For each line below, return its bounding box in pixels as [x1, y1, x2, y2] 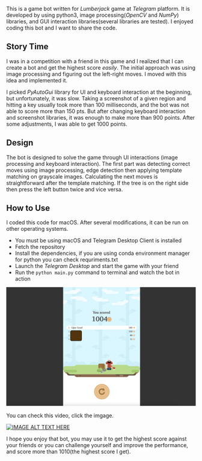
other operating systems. [6, 225, 69, 233]
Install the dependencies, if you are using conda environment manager [14, 249, 191, 257]
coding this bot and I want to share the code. [6, 24, 117, 31]
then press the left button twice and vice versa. [6, 186, 123, 193]
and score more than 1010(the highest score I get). [6, 448, 131, 456]
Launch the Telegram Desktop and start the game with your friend [14, 263, 179, 270]
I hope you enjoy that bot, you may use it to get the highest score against [6, 435, 187, 442]
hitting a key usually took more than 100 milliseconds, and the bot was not [6, 101, 189, 108]
